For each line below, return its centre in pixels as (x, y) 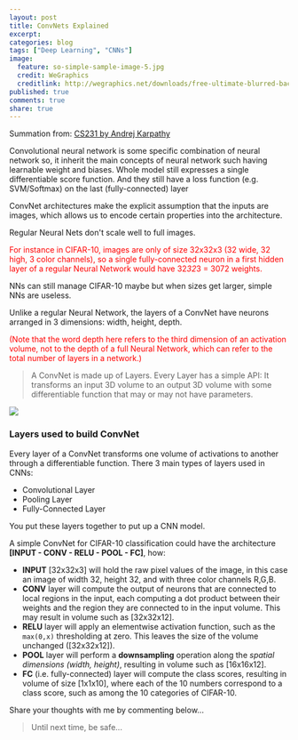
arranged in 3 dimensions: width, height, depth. (96, 322)
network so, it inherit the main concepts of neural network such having (138, 160)
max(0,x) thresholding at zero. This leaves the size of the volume (140, 636)
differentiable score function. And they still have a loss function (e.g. (134, 180)
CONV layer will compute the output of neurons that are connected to (149, 589)
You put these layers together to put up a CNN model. (107, 526)
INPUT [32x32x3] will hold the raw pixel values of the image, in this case (155, 569)
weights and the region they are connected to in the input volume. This (151, 607)
